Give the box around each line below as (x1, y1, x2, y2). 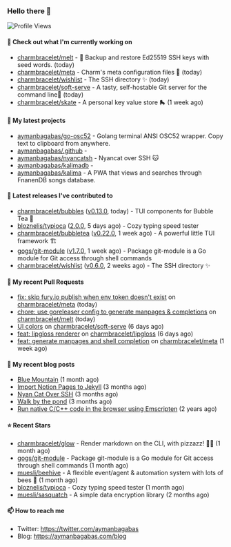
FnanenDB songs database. (17, 175, 96, 184)
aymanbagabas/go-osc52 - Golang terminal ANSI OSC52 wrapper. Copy (17, 131, 223, 140)
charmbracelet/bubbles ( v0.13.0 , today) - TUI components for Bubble (17, 207, 214, 215)
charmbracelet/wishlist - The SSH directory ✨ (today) (17, 75, 170, 84)
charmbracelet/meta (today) (17, 300, 98, 309)
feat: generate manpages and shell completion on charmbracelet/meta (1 (17, 337, 224, 345)
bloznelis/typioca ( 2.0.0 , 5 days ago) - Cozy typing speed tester (17, 221, 199, 230)
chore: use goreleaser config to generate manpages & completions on (17, 307, 217, 316)
